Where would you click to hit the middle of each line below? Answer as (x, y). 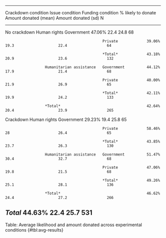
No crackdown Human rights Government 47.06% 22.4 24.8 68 (70, 32)
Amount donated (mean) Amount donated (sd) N (54, 18)
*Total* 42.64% (103, 106)
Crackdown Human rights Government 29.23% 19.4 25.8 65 (66, 119)
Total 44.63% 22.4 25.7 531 (49, 213)
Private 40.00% (131, 80)
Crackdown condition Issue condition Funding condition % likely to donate (81, 13)
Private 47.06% (131, 167)
